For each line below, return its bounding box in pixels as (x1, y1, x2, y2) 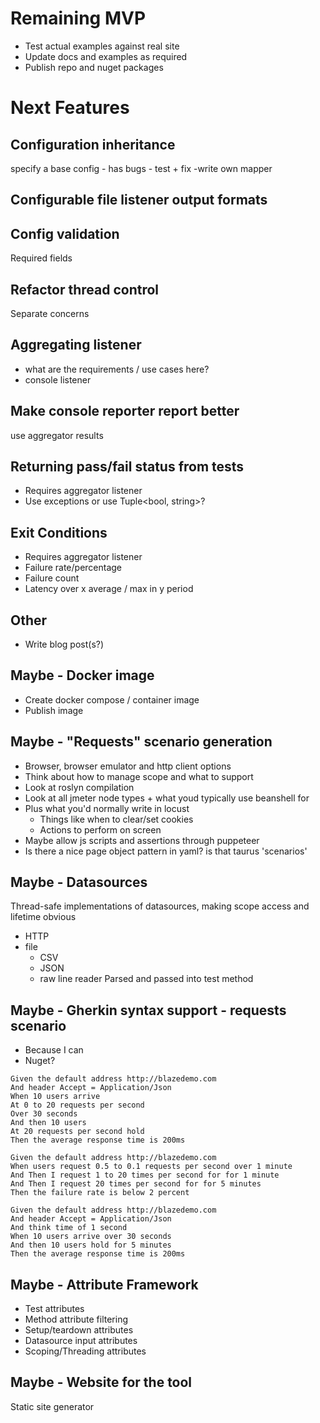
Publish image (24, 704, 84, 716)
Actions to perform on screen (39, 823, 162, 836)
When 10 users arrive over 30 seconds (10, 1232, 172, 1242)
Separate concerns (10, 307, 90, 319)
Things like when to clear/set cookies (39, 813, 194, 825)
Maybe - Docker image (10, 667, 155, 684)
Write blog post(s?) (24, 638, 105, 651)
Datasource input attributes (24, 1335, 138, 1347)
